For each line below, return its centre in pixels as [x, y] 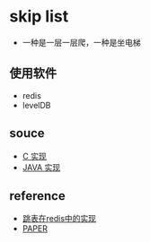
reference [37, 196]
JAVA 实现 [41, 167]
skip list [39, 17]
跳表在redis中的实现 [59, 219]
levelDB [36, 105]
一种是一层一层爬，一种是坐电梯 [81, 42]
